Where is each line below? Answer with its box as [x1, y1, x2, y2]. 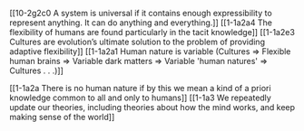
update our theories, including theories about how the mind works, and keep [9, 102, 296, 112]
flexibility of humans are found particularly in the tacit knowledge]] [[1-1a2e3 [9, 27, 295, 37]
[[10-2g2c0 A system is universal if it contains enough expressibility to [9, 8, 272, 18]
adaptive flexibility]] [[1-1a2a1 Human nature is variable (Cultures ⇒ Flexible [9, 46, 291, 57]
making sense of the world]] [9, 112, 115, 122]
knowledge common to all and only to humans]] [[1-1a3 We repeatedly [9, 92, 272, 103]
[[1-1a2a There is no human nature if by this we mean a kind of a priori [9, 83, 271, 93]
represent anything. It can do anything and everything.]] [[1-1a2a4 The [9, 17, 272, 28]
